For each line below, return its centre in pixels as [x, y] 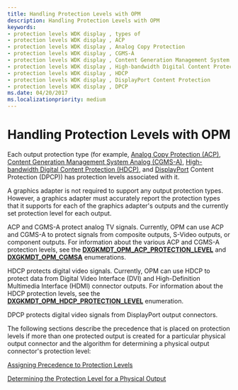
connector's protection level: [49, 351]
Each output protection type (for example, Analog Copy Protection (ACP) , [114, 154]
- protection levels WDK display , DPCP [68, 87]
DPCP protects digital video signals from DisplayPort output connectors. [113, 314]
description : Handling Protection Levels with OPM [84, 21]
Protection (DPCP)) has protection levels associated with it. [93, 177]
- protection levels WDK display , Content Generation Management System [119, 60]
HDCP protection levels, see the [54, 293]
